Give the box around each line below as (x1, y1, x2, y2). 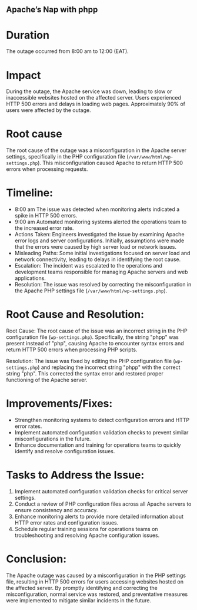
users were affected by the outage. (6, 107, 91, 114)
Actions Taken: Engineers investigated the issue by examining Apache (14, 231, 185, 238)
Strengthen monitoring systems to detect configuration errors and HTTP (14, 417, 190, 424)
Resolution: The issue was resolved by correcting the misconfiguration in (14, 281, 192, 288)
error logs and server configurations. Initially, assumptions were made (14, 237, 185, 244)
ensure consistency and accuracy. (14, 506, 98, 513)
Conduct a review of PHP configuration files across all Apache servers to (14, 500, 192, 507)
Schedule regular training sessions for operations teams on (14, 525, 158, 532)
